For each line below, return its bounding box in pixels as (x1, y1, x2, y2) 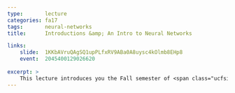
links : (7, 43, 27, 50)
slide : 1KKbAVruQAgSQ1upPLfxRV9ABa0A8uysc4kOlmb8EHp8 (20, 49, 183, 56)
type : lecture (7, 10, 68, 17)
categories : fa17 (7, 17, 58, 24)
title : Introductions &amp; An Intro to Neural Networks (7, 29, 192, 37)
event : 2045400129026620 (20, 55, 96, 63)
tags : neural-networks (7, 23, 92, 30)
